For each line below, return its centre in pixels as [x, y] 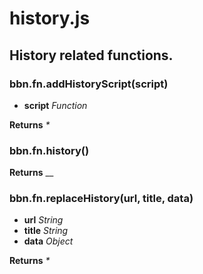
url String [43, 220]
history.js [50, 18]
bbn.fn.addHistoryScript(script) [89, 84]
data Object [48, 241]
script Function [55, 105]
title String [46, 231]
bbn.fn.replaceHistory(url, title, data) [101, 199]
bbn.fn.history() [49, 150]
